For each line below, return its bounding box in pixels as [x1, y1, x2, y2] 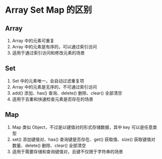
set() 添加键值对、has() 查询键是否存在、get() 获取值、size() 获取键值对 [12, 136, 156, 142]
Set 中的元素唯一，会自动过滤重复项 [12, 78, 84, 83]
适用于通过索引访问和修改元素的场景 [12, 50, 85, 56]
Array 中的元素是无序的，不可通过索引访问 [12, 84, 97, 90]
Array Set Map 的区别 [5, 4, 92, 16]
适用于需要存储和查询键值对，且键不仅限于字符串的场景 [12, 148, 123, 154]
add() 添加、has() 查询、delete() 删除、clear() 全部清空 [12, 90, 123, 96]
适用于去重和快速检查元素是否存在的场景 [12, 96, 93, 102]
